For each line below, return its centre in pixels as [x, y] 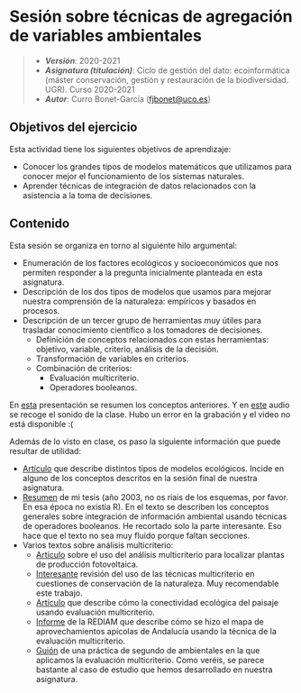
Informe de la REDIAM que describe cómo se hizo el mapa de [150, 621]
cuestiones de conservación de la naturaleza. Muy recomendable [157, 583]
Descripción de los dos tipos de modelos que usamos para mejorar [147, 291]
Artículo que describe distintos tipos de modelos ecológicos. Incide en [153, 468]
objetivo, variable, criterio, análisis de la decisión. [127, 349]
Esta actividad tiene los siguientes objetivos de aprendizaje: [120, 149]
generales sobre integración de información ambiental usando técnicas [155, 516]
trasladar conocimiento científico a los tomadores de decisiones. [142, 330]
